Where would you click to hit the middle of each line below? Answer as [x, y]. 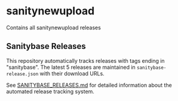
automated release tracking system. [50, 91]
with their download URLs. [72, 74]
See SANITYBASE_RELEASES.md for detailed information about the [89, 85]
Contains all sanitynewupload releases [54, 27]
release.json [22, 74]
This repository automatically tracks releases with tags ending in [86, 60]
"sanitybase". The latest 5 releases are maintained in [71, 67]
